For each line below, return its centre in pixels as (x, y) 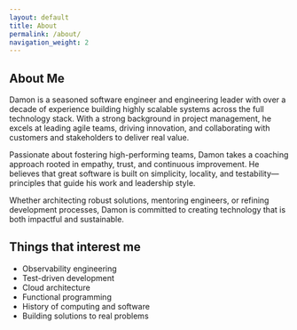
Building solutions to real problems (85, 316)
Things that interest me (75, 247)
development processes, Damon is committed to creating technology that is (148, 210)
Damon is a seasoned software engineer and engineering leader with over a (148, 100)
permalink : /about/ (45, 34)
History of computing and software (86, 306)
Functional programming (67, 297)
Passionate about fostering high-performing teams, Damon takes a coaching (149, 155)
